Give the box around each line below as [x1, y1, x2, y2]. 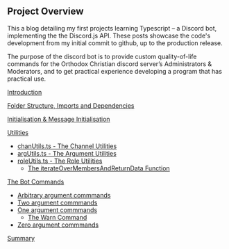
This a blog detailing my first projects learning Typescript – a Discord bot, [7, 24, 217, 32]
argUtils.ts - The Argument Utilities [17, 149, 117, 157]
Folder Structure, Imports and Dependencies [7, 101, 135, 110]
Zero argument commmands [17, 220, 99, 229]
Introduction [7, 88, 42, 96]
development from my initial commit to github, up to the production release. [7, 38, 223, 47]
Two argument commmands [17, 198, 98, 207]
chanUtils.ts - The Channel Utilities [17, 142, 117, 150]
